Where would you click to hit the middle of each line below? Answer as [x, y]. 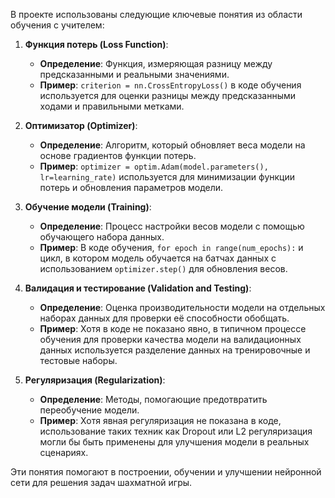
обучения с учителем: [57, 25]
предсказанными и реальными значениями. [134, 74]
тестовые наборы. [78, 360]
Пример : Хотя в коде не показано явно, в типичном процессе [173, 328]
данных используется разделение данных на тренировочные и [175, 350]
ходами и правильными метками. [112, 106]
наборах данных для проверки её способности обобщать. [164, 318]
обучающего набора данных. [102, 237]
